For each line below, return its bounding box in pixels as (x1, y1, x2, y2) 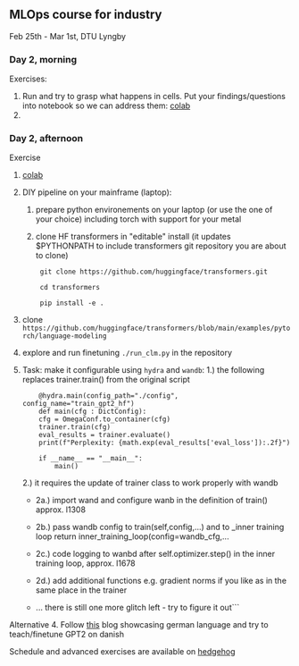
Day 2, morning (9, 53, 78, 65)
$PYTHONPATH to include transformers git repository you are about (35, 240, 287, 251)
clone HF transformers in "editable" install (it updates (35, 232, 231, 242)
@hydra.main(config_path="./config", (38, 392, 179, 400)
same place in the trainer (35, 585, 128, 595)
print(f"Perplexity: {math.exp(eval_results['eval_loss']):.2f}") (38, 438, 291, 448)
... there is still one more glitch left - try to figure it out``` (35, 603, 240, 613)
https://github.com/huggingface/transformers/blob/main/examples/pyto (21, 324, 291, 333)
